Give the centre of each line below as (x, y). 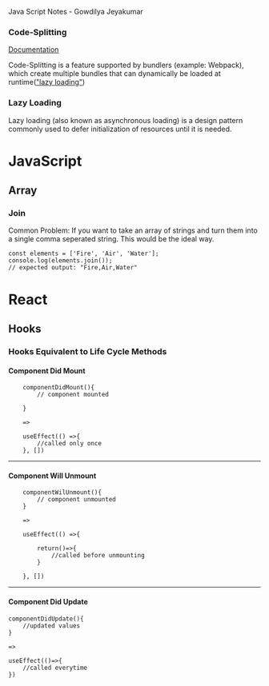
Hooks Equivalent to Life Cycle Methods (88, 351)
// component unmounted (76, 500)
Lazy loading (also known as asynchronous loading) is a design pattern (126, 120)
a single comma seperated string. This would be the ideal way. (111, 239)
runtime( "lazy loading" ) (47, 82)
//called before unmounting (98, 556)
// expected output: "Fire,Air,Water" (73, 268)
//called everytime (55, 668)
